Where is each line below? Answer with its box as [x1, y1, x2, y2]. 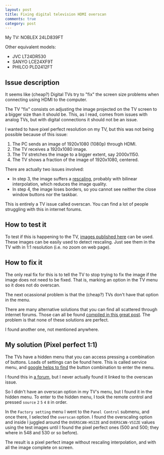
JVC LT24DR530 [12, 54, 47, 60]
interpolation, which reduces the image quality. [12, 181, 108, 187]
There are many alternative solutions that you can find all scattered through [5, 306, 158, 312]
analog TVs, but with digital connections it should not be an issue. [5, 117, 138, 123]
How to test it [5, 220, 47, 229]
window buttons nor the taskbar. [12, 192, 78, 198]
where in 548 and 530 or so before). [5, 429, 79, 435]
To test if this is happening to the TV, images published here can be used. [5, 234, 154, 240]
